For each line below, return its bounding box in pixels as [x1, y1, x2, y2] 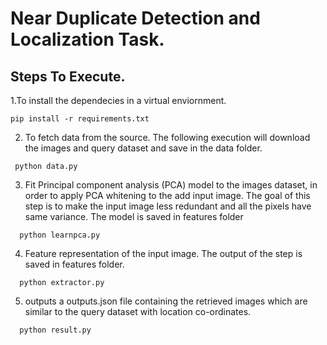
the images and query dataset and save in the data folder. [24, 142, 263, 154]
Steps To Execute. [10, 68, 126, 85]
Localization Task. [10, 28, 165, 51]
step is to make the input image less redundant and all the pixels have [24, 200, 312, 212]
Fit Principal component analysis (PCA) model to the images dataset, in [24, 179, 318, 191]
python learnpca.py [19, 230, 101, 240]
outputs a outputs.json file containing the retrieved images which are [24, 295, 308, 307]
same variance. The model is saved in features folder [24, 211, 244, 222]
